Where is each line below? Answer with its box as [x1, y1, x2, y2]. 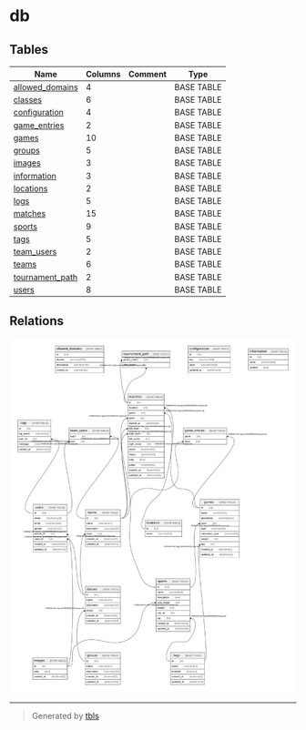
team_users [13, 247, 57, 257]
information [13, 170, 57, 181]
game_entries [13, 119, 65, 130]
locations [13, 183, 48, 194]
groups [13, 145, 41, 156]
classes [13, 95, 43, 105]
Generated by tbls [31, 711, 100, 722]
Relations [9, 313, 65, 329]
